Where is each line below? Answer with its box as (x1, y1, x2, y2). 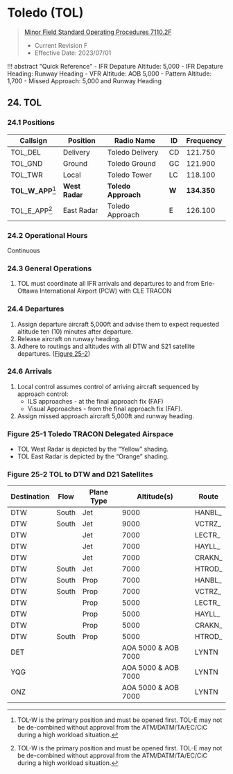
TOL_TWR (10, 170, 43, 180)
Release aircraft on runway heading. (17, 334, 121, 343)
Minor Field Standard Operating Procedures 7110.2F (24, 28, 172, 36)
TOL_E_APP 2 (10, 205, 53, 216)
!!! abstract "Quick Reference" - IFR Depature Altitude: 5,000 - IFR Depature (7, 62, 223, 70)
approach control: (17, 390, 69, 398)
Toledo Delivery (107, 147, 159, 157)
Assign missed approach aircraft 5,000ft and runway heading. (17, 411, 194, 420)
